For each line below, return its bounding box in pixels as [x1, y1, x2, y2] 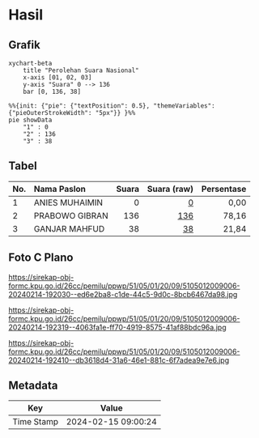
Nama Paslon [33, 183, 87, 194]
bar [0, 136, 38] [23, 87, 82, 96]
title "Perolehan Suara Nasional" [23, 66, 139, 74]
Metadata [8, 379, 58, 393]
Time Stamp [12, 416, 59, 427]
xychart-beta [8, 59, 53, 67]
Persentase [201, 183, 247, 194]
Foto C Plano [8, 251, 74, 265]
